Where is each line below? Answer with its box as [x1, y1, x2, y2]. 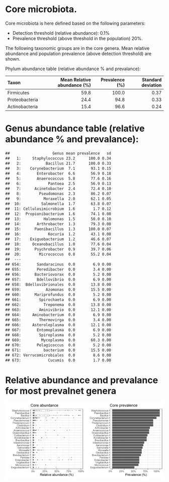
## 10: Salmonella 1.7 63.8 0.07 [5, 201, 112, 206]
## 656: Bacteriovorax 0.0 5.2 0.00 [5, 272, 112, 277]
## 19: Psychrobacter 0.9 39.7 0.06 [5, 246, 112, 252]
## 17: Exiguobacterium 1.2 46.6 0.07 [5, 236, 112, 242]
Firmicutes [7, 89, 30, 95]
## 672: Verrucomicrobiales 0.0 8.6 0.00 [5, 352, 112, 358]
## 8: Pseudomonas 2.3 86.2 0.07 [5, 191, 112, 196]
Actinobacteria [7, 103, 38, 110]
